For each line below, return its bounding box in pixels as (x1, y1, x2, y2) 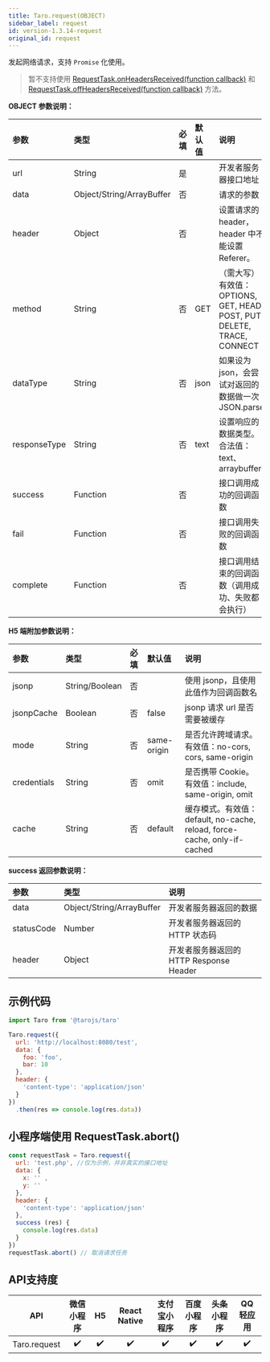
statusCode (12, 923, 56, 935)
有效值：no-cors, (184, 741, 252, 752)
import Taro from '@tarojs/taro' (8, 1016, 121, 1025)
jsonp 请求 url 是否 (184, 702, 255, 714)
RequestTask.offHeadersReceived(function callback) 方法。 (27, 84, 227, 94)
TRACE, (219, 330, 247, 342)
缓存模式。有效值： (184, 804, 258, 815)
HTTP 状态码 (168, 930, 217, 941)
